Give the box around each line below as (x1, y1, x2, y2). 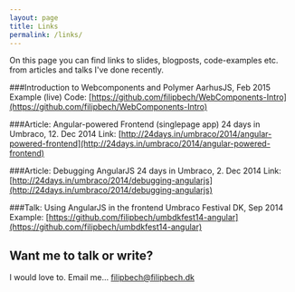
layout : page (9, 13, 59, 23)
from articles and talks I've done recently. (9, 64, 165, 75)
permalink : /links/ (9, 30, 83, 39)
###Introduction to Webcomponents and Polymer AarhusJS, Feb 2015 (9, 83, 271, 93)
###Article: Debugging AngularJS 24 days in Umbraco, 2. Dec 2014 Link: (9, 165, 282, 177)
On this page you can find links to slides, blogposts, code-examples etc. (9, 55, 279, 66)
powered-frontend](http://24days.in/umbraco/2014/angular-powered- (9, 138, 271, 150)
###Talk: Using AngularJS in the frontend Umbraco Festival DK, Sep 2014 (9, 202, 283, 213)
